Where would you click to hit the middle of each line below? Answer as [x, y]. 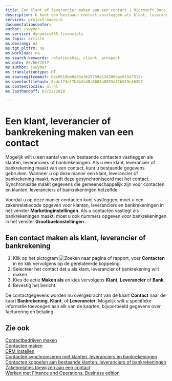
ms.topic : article [25, 39]
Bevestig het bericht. [35, 285]
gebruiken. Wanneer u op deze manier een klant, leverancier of [72, 174]
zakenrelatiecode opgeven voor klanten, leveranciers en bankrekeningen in [84, 205]
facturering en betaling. [30, 312]
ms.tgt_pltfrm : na [25, 48]
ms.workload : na [23, 53]
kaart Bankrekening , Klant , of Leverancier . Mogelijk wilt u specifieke [79, 301]
